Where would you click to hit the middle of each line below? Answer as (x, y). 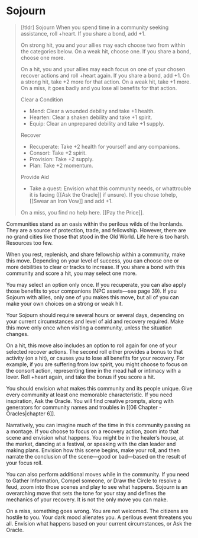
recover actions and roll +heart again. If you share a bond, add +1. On (105, 75)
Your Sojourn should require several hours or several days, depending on (95, 315)
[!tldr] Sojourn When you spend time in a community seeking (95, 27)
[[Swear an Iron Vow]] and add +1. (71, 201)
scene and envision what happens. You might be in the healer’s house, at (95, 437)
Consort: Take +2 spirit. (58, 153)
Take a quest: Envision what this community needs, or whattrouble (110, 188)
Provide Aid (35, 177)
